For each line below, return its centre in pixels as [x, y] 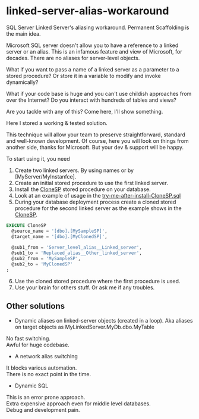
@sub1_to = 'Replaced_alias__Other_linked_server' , [77, 253]
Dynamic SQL [31, 386]
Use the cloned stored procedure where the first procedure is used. [97, 281]
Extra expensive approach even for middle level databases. [78, 404]
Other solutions [36, 306]
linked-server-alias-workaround [88, 11]
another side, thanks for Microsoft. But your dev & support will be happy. [95, 147]
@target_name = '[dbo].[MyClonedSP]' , [60, 236]
